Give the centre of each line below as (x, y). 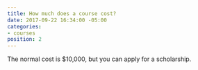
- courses (22, 33)
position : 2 (24, 40)
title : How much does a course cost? (62, 14)
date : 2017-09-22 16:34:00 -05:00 (57, 20)
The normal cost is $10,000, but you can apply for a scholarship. (99, 59)
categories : (24, 26)
